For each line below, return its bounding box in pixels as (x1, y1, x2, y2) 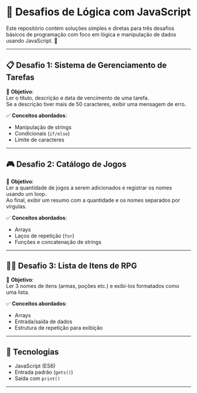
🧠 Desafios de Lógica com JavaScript (6, 5, 191, 19)
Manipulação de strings (14, 123, 72, 131)
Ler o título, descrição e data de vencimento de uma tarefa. (6, 94, 150, 101)
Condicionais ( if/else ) (14, 130, 70, 137)
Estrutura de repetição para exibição (14, 324, 103, 331)
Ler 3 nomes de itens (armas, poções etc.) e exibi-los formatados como (6, 283, 180, 290)
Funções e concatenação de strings (14, 238, 101, 245)
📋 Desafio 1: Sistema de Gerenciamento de (6, 60, 167, 70)
